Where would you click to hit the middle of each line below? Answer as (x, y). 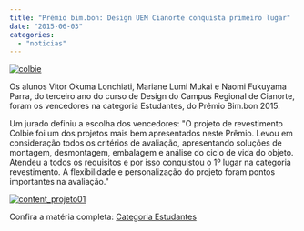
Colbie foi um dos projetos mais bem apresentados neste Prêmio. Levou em (152, 134)
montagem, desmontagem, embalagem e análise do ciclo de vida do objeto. (152, 153)
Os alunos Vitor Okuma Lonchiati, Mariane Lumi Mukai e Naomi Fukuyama (148, 86)
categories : (32, 35)
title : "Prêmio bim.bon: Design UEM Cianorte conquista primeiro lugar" (150, 18)
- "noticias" (42, 43)
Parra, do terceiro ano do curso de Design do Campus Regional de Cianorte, (152, 96)
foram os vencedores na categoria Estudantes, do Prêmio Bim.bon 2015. (145, 106)
